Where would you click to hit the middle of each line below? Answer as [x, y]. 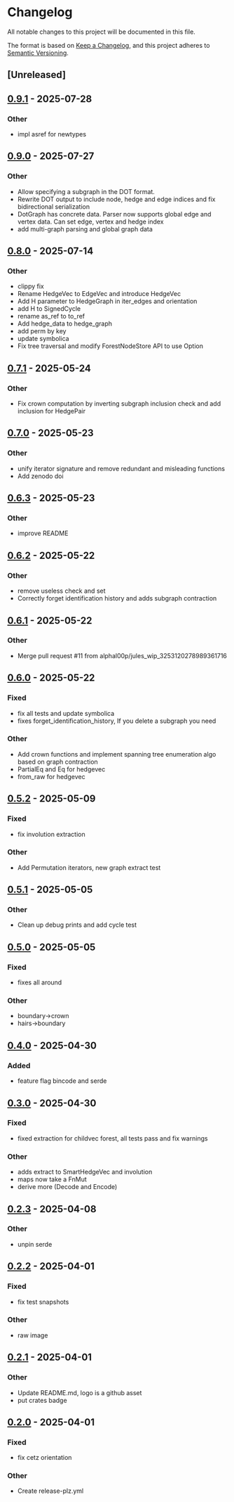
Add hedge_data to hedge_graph [65, 323]
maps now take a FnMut [52, 1179]
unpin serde [35, 1244]
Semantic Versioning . [38, 53]
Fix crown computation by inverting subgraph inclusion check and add [119, 404]
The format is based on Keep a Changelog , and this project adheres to [109, 45]
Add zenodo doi [41, 476]
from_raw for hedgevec [51, 776]
